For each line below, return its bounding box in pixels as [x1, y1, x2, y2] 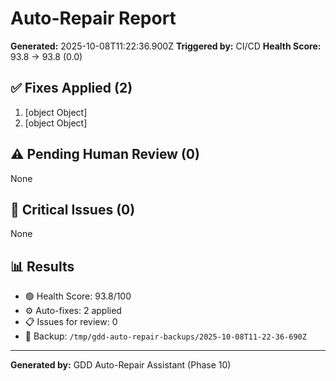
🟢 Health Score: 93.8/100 [24, 290, 132, 302]
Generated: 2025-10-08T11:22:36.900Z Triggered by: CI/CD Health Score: [10, 40, 322, 52]
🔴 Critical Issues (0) [10, 201, 136, 218]
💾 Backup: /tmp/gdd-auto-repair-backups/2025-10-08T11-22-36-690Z [24, 330, 307, 342]
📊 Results [10, 258, 75, 275]
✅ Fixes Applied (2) [10, 80, 133, 97]
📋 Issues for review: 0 [24, 316, 118, 328]
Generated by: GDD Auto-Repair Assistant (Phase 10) [10, 359, 232, 371]
